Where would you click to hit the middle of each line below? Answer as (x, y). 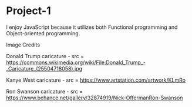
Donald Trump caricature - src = (45, 56)
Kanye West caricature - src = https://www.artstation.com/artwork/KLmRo (96, 80)
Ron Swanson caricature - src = (45, 91)
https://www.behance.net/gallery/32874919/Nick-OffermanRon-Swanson (95, 98)
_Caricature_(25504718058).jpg (44, 68)
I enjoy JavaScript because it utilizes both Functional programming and (92, 27)
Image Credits (23, 45)
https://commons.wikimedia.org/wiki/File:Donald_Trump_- (76, 62)
